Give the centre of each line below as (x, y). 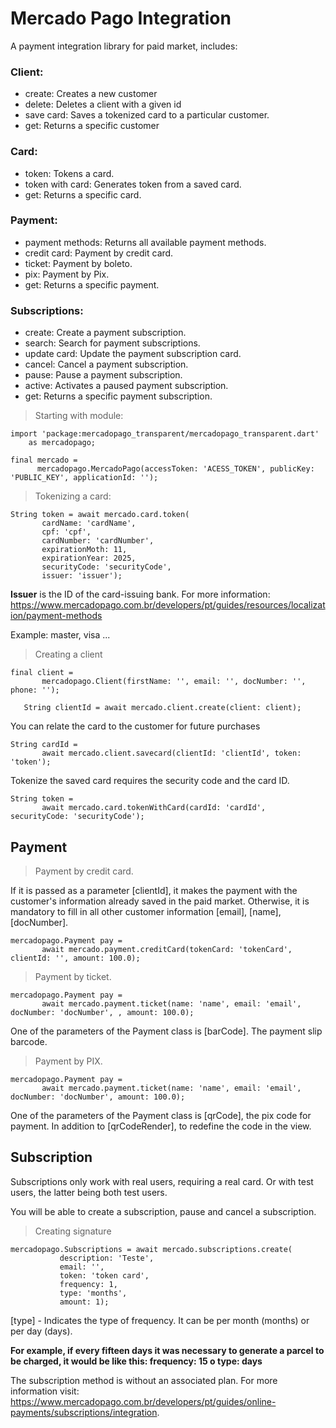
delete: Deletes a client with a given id (103, 104)
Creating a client (68, 654)
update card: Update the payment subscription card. (133, 354)
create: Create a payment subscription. (105, 333)
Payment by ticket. (73, 976)
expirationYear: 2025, (89, 558)
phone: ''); (35, 690)
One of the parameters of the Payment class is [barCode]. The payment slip (166, 1031)
